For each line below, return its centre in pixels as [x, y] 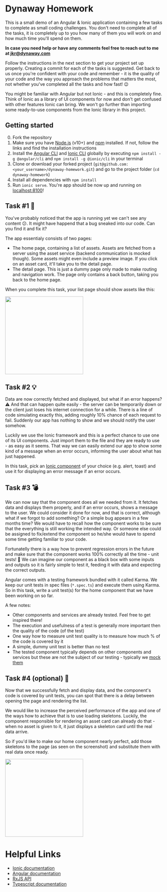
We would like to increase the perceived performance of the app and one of [83, 710]
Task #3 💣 [22, 488]
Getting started [29, 125]
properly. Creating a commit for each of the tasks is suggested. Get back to [83, 68]
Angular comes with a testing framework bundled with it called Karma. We [81, 580]
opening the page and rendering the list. [46, 701]
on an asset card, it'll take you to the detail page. [62, 264]
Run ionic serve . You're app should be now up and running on [77, 185]
